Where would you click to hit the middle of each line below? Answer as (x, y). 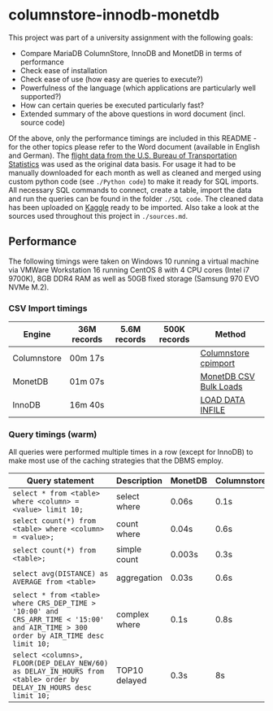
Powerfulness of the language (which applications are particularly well (138, 88)
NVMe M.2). (29, 287)
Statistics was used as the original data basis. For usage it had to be (122, 164)
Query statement (61, 481)
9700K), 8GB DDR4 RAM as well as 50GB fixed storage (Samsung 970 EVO (134, 278)
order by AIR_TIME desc (58, 636)
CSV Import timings (48, 308)
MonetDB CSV (228, 377)
